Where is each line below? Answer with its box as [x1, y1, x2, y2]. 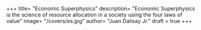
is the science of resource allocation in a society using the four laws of [6, 11, 183, 18]
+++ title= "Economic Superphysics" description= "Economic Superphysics [6, 5, 196, 12]
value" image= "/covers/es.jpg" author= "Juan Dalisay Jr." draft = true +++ [6, 18, 193, 24]
